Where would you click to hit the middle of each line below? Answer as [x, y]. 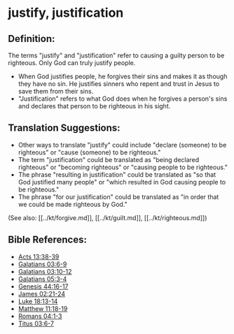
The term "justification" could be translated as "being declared [109, 159]
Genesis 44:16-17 [43, 286]
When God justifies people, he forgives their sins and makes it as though [123, 76]
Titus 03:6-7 [36, 324]
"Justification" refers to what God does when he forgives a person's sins [123, 99]
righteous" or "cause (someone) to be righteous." [89, 152]
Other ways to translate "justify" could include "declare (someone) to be [122, 145]
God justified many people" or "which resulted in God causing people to [122, 182]
